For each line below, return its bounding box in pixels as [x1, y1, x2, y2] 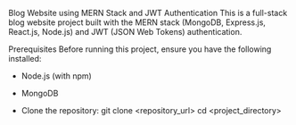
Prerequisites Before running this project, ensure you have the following [8, 44, 272, 54]
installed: [8, 54, 42, 63]
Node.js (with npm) [21, 71, 93, 81]
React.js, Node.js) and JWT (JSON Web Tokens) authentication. [8, 27, 243, 37]
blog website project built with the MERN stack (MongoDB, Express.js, [8, 17, 267, 28]
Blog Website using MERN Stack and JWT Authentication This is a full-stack [8, 8, 288, 18]
